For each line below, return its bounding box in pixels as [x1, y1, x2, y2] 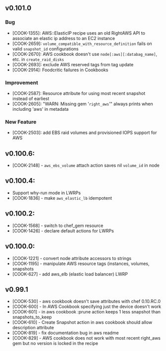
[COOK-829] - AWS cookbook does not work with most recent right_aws [12, 335, 161, 341]
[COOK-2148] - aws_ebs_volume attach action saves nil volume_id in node [12, 163, 160, 169]
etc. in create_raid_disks [12, 56, 64, 62]
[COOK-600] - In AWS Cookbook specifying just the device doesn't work [12, 304, 162, 309]
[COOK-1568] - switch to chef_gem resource [12, 222, 104, 228]
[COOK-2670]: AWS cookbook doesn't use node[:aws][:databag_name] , [12, 51, 158, 57]
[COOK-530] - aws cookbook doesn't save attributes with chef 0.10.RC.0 [12, 299, 161, 305]
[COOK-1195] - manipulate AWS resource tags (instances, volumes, [12, 261, 150, 266]
